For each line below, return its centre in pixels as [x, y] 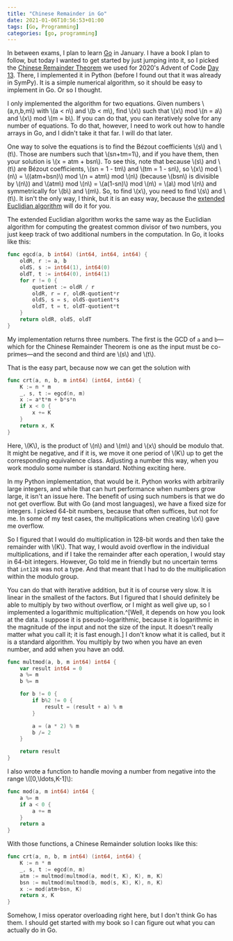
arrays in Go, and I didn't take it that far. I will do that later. [90, 133]
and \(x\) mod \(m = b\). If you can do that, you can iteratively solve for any [114, 119]
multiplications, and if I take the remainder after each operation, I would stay [116, 554]
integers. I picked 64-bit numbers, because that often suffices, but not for [113, 511]
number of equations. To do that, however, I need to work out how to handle [116, 126]
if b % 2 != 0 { [53, 700]
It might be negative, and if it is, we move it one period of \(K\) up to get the [115, 453]
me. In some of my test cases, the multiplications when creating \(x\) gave [113, 518]
